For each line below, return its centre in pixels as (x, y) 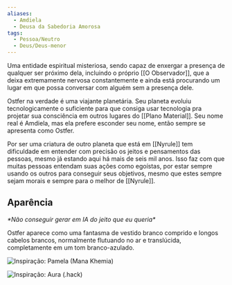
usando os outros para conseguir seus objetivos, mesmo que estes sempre (115, 173)
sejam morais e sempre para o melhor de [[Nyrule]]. (81, 181)
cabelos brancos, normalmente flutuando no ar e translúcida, (94, 240)
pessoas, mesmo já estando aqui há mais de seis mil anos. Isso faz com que (116, 159)
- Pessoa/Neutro (37, 40)
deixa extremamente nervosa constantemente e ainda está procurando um (114, 80)
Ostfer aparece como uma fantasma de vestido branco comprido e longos (113, 232)
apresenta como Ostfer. (41, 130)
